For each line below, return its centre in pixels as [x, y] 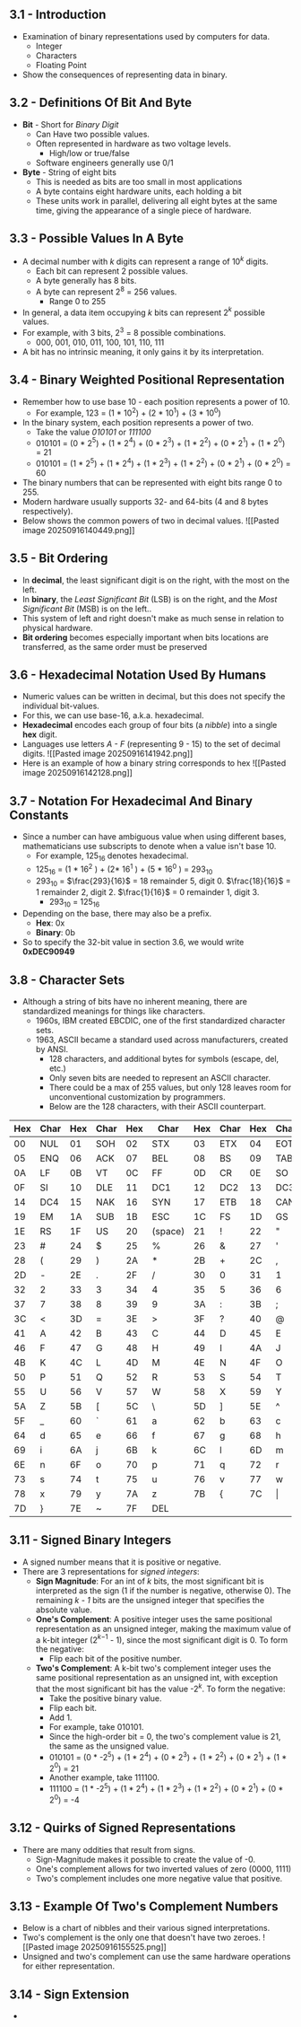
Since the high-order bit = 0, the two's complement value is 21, [165, 1737]
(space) [168, 1231]
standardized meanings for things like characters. [114, 1011]
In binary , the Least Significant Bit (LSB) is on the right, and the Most [150, 599]
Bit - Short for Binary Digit [70, 124]
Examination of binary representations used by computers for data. [146, 36]
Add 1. [60, 1717]
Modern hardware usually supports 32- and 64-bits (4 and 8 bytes [145, 501]
